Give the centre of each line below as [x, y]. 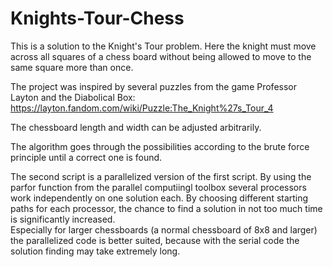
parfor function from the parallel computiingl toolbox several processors [158, 187]
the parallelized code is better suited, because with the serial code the [155, 240]
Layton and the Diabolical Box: [73, 97]
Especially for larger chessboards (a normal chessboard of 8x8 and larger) [164, 229]
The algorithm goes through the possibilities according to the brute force [160, 146]
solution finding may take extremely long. [95, 251]
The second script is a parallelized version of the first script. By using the [161, 176]
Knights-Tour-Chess [97, 18]
